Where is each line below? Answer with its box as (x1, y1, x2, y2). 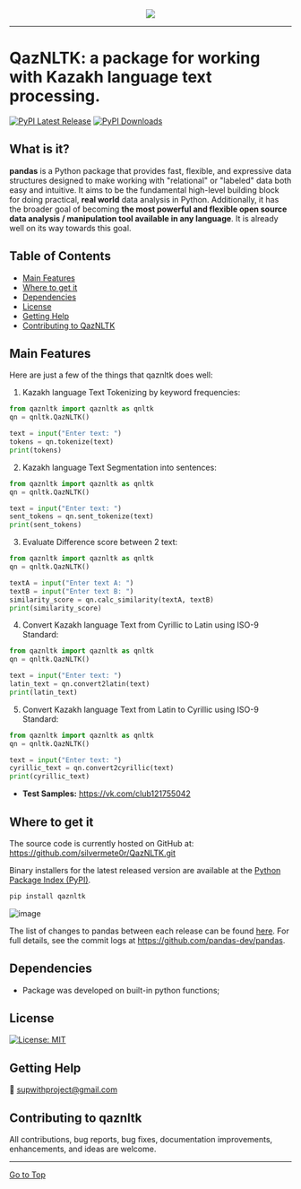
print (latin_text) (9, 688, 78, 697)
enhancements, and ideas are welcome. (9, 1143, 157, 1155)
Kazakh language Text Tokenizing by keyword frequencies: (21, 387, 241, 398)
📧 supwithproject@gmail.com (9, 1084, 118, 1095)
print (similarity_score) (9, 603, 102, 612)
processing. (9, 86, 101, 107)
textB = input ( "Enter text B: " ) (9, 586, 134, 595)
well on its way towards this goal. (9, 222, 132, 233)
